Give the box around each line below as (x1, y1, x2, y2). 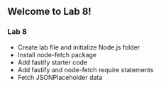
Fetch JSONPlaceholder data (17, 73, 103, 81)
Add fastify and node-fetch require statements (17, 65, 154, 74)
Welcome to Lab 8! (7, 6, 92, 18)
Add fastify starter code (17, 58, 88, 66)
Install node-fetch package (17, 50, 97, 59)
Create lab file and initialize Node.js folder (17, 42, 140, 52)
